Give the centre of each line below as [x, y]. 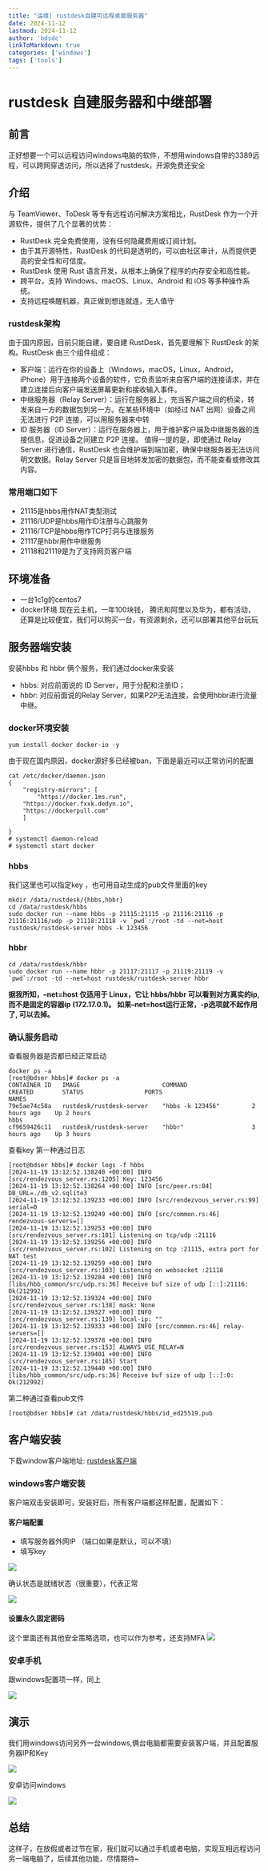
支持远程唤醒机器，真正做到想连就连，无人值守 [97, 300]
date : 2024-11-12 [37, 23]
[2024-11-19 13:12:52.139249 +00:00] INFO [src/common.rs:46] [114, 1215]
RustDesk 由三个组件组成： [67, 352]
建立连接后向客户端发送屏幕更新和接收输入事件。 [100, 389]
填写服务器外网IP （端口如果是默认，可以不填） [98, 1541]
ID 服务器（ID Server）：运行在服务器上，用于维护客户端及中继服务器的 [136, 429]
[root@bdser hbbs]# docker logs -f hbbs [77, 1166]
